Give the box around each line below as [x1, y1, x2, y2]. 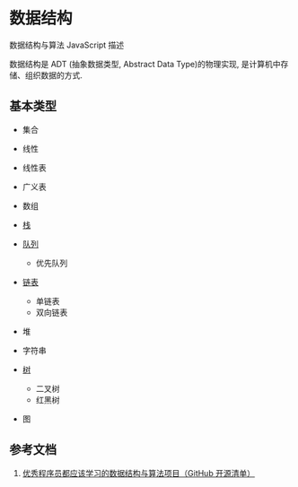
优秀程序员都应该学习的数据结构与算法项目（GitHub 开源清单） [22, 467, 256, 478]
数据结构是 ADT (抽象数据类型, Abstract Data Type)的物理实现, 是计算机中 [9, 58, 281, 69]
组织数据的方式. [24, 69, 83, 81]
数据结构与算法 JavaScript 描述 [9, 39, 125, 50]
